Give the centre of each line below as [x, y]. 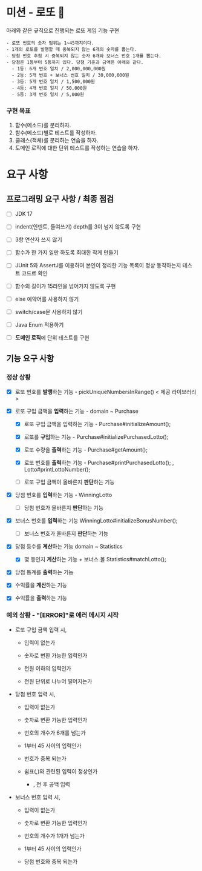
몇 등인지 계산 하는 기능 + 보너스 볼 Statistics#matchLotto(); [95, 559]
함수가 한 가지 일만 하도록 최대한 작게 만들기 [67, 253]
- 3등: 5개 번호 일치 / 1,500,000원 [54, 82]
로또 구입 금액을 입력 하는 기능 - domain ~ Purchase [77, 411]
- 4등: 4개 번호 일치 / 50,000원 [49, 88]
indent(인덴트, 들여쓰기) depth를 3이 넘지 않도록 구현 [78, 227]
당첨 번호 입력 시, [35, 694]
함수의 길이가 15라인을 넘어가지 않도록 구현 [65, 286]
